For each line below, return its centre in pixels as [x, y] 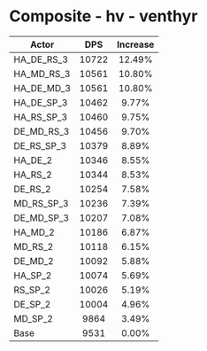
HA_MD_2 [34, 232]
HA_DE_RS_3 [41, 59]
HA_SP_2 [33, 275]
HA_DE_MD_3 [42, 88]
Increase [135, 44]
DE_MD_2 [34, 261]
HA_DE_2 [33, 160]
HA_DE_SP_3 [41, 102]
